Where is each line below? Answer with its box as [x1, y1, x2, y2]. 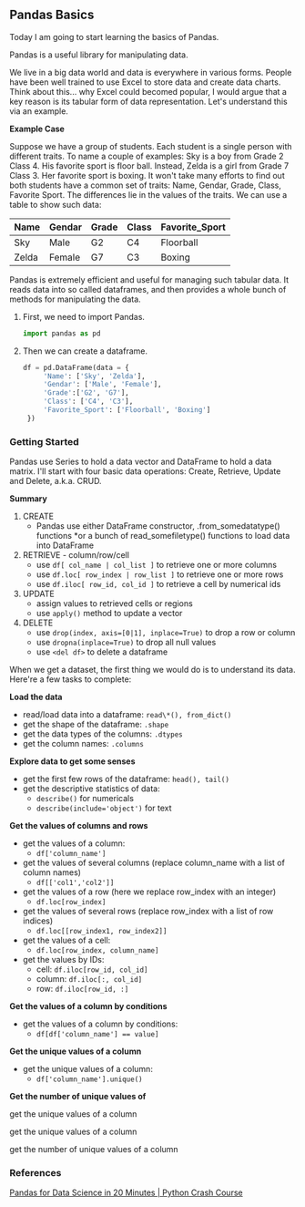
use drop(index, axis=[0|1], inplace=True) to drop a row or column [36, 627, 296, 638]
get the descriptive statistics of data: [22, 783, 161, 794]
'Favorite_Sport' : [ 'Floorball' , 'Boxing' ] [43, 406, 211, 415]
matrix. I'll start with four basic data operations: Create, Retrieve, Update [9, 466, 281, 477]
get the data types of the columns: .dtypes [22, 728, 184, 739]
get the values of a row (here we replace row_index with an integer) [22, 886, 277, 897]
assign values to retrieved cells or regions [36, 598, 193, 609]
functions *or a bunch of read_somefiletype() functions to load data [36, 531, 290, 542]
